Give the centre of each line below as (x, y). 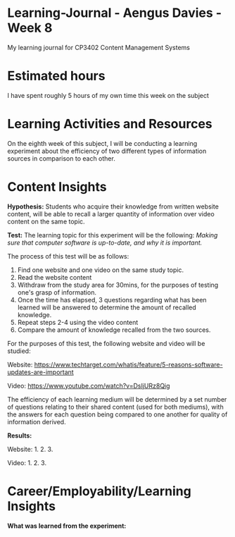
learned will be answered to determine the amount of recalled (107, 307)
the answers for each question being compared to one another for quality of (118, 414)
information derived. (37, 421)
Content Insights (57, 187)
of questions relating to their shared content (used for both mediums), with (115, 407)
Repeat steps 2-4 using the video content (78, 322)
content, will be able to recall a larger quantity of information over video (111, 214)
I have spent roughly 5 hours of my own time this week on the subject (108, 95)
